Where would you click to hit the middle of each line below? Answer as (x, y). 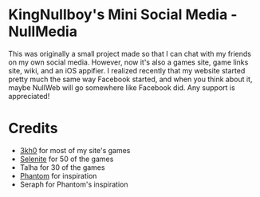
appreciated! (29, 96)
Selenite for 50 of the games (67, 159)
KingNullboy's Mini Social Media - (123, 15)
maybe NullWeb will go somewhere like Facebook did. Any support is (122, 87)
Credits (33, 128)
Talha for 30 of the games (62, 167)
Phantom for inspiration (58, 175)
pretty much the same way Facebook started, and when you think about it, (130, 79)
